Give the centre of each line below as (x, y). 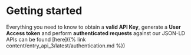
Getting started (44, 11)
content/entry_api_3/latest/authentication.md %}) (66, 46)
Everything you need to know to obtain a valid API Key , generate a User (93, 27)
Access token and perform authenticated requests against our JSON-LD (96, 33)
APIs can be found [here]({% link (46, 39)
